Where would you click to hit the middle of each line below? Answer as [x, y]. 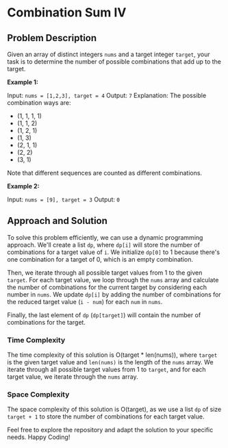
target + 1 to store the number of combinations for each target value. [106, 416]
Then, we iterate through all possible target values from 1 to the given [105, 273]
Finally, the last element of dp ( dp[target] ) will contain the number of [104, 315]
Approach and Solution [58, 221]
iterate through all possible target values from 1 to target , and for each [107, 370]
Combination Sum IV [67, 13]
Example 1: [23, 82]
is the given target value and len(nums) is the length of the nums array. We [110, 362]
